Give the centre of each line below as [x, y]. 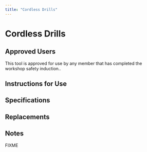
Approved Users [30, 52]
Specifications [28, 100]
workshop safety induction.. [33, 68]
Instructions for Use [36, 84]
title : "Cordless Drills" [31, 9]
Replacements [28, 117]
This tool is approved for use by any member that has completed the [73, 63]
